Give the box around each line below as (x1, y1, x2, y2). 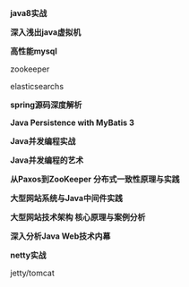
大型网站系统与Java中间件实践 (10, 193, 124, 203)
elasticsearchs (10, 81, 64, 91)
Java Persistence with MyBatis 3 (10, 117, 135, 128)
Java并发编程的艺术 (10, 155, 84, 165)
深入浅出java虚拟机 (10, 27, 82, 38)
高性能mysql (10, 46, 57, 56)
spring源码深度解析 (10, 99, 82, 110)
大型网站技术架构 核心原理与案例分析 (10, 212, 146, 222)
